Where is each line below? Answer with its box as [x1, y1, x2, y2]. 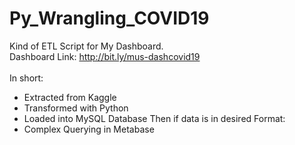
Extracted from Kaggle [23, 91, 117, 103]
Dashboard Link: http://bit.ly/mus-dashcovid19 [9, 50, 201, 62]
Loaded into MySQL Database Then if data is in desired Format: [23, 112, 286, 124]
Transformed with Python [23, 102, 129, 114]
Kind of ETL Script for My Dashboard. [9, 40, 164, 52]
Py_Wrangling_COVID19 [9, 7, 210, 30]
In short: [9, 72, 44, 84]
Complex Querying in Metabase [23, 123, 155, 135]
